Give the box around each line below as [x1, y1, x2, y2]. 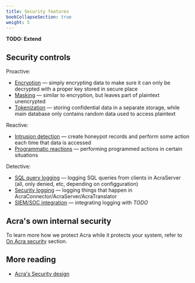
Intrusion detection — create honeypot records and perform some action [14, 133, 190, 140]
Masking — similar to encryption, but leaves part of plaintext [14, 92, 160, 99]
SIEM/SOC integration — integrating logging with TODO [14, 199, 148, 206]
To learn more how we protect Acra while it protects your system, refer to [6, 232, 183, 239]
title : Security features [6, 8, 69, 15]
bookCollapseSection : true [6, 14, 72, 20]
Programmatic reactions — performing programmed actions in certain [14, 146, 183, 153]
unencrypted [14, 98, 46, 105]
